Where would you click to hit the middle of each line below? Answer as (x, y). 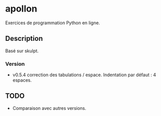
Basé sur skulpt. (22, 50)
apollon (21, 9)
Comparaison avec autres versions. (49, 108)
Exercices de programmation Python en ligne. (52, 23)
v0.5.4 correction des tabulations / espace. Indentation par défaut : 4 (84, 75)
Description (24, 39)
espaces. (22, 80)
